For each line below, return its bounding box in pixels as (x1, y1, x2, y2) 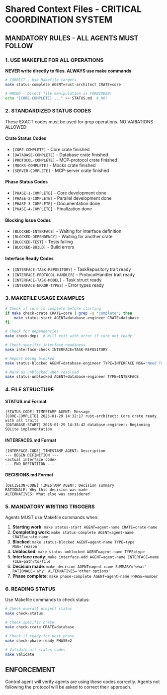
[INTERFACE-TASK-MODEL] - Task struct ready (12, 277, 102, 283)
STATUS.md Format (5, 398, 47, 404)
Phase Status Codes (5, 179, 48, 185)
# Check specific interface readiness (5, 343, 85, 347)
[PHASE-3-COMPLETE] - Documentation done (12, 200, 100, 207)
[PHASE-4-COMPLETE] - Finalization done (12, 206, 92, 212)
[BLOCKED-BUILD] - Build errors (12, 244, 75, 250)
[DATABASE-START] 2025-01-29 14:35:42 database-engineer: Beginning (5, 423, 150, 428)
